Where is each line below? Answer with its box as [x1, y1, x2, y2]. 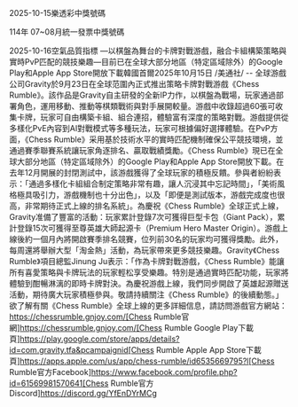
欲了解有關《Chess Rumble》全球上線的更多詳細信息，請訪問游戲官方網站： [9, 301, 288, 310]
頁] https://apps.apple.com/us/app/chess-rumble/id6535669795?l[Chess [9, 356, 275, 366]
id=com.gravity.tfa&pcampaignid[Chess [9, 345, 155, 355]
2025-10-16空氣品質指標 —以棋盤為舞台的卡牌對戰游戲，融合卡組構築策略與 [9, 45, 286, 56]
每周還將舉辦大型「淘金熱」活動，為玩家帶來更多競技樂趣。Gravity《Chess [9, 245, 280, 255]
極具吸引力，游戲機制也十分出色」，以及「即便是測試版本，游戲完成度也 [16, 190, 278, 200]
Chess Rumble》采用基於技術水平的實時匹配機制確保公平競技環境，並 [27, 134, 284, 145]
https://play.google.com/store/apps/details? [20, 333, 180, 344]
